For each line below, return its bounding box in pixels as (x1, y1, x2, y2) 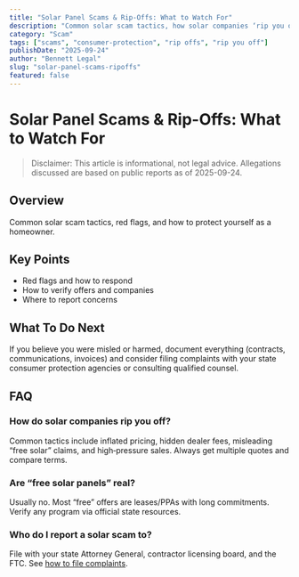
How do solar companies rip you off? (9, 415, 172, 427)
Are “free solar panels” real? (9, 476, 136, 489)
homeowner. (9, 226, 55, 237)
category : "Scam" (9, 29, 74, 38)
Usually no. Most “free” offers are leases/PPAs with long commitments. (9, 497, 270, 508)
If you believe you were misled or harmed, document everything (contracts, (9, 344, 287, 354)
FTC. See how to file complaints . (9, 558, 129, 569)
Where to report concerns (21, 295, 118, 305)
